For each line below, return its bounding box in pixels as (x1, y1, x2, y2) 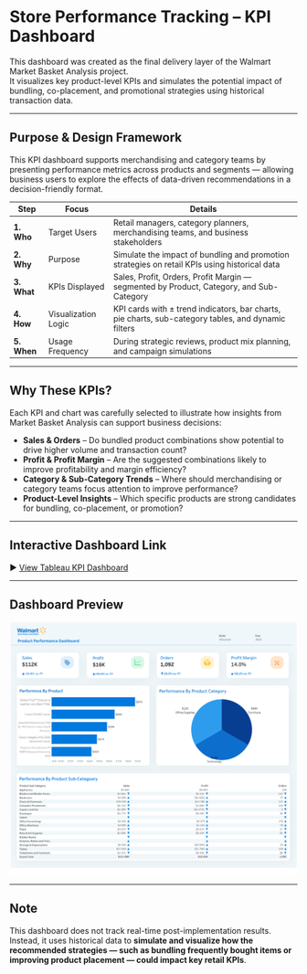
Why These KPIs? (9, 383, 112, 398)
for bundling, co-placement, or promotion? (22, 503, 184, 513)
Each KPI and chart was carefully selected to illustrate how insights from (9, 407, 282, 418)
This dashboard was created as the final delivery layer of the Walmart (9, 56, 271, 67)
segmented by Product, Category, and (112, 281, 257, 291)
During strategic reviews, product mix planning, (112, 335, 291, 346)
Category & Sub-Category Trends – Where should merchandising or (22, 473, 282, 484)
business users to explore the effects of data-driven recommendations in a (9, 174, 291, 185)
